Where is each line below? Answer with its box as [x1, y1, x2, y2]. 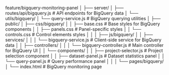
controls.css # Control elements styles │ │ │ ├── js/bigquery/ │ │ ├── [5, 32, 153, 37]
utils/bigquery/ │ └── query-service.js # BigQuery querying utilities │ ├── [5, 16, 161, 21]
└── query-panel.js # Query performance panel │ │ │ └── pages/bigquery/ [5, 58, 164, 64]
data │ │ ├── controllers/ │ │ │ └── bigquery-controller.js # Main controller [5, 42, 164, 48]
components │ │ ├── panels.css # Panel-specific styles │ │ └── [5, 26, 142, 32]
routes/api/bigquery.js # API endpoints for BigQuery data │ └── [5, 10, 139, 16]
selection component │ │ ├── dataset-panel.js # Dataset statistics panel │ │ [5, 53, 165, 59]
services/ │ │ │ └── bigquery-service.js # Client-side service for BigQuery [5, 37, 162, 43]
